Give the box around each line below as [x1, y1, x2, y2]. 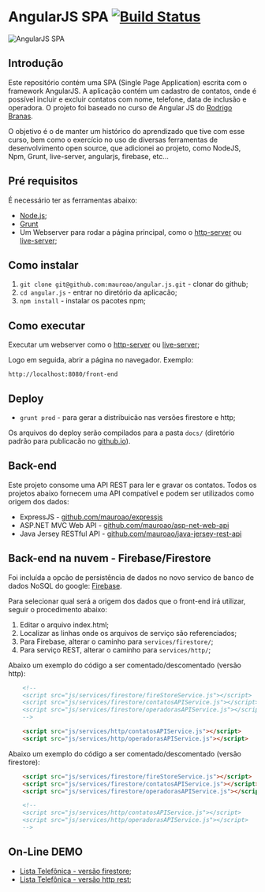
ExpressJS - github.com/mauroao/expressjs [19, 512, 163, 522]
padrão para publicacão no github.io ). [8, 437, 131, 445]
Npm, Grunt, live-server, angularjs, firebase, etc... [8, 151, 170, 161]
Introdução [8, 57, 64, 70]
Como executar [8, 319, 85, 333]
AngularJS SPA [8, 8, 109, 26]
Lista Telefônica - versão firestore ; [19, 866, 132, 875]
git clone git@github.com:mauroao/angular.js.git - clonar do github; [19, 280, 248, 289]
